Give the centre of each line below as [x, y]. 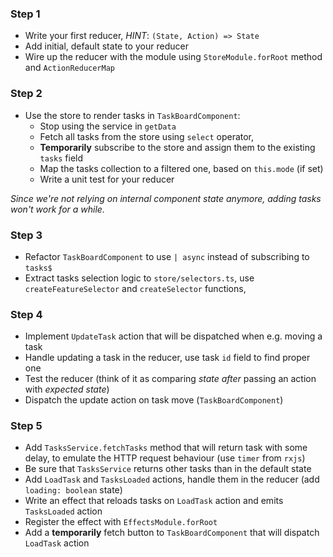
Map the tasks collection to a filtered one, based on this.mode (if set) [181, 168]
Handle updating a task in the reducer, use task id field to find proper [167, 358]
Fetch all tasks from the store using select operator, [147, 136]
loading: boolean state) [73, 490]
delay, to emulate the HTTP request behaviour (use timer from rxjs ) [165, 458]
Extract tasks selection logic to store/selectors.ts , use [139, 278]
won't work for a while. [57, 209]
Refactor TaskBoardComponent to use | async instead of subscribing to [167, 256]
